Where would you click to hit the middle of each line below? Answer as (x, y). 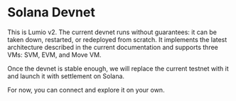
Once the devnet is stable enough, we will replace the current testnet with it (118, 68)
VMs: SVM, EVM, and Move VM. (54, 55)
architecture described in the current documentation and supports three (113, 47)
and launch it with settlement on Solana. (66, 76)
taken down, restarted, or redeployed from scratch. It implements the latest (117, 39)
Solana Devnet (52, 12)
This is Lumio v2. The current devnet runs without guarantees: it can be (112, 32)
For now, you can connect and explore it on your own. (86, 90)
